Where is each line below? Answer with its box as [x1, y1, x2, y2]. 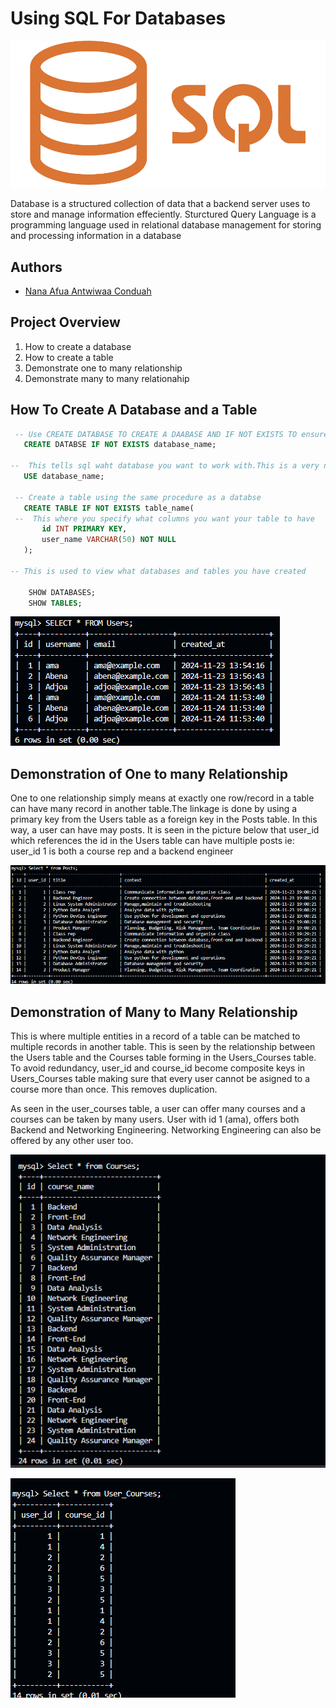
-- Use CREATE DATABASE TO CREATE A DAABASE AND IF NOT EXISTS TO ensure [14, 429, 329, 439]
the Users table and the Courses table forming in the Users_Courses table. [10, 1052, 317, 1064]
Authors [10, 258, 63, 276]
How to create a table [24, 351, 114, 363]
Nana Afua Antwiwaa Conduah [24, 285, 152, 297]
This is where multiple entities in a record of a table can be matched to [10, 1030, 301, 1042]
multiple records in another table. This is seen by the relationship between [10, 1041, 316, 1053]
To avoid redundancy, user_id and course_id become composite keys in [10, 1062, 306, 1074]
